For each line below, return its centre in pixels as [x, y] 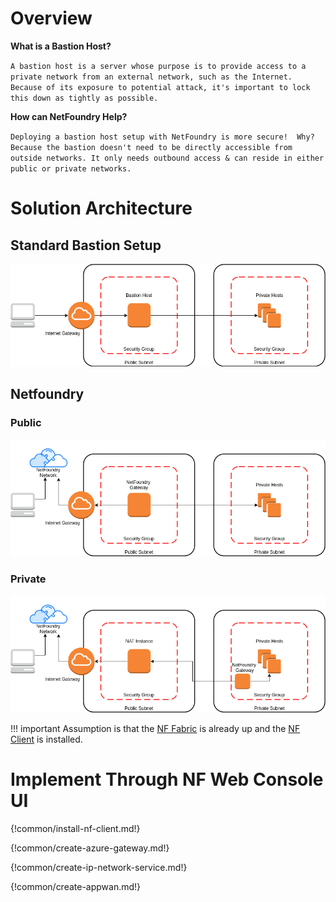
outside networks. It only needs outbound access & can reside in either [167, 158]
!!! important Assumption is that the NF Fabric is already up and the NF [155, 728]
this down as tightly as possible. [84, 98]
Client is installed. [46, 739]
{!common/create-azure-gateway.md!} [90, 848]
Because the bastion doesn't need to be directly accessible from [151, 147]
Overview [51, 18]
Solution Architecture [101, 208]
